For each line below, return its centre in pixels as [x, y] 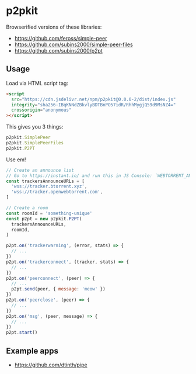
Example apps [32, 351]
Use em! [16, 160]
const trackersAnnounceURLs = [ [45, 181]
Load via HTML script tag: [37, 83]
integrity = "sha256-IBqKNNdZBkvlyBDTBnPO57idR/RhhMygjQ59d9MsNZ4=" [94, 105]
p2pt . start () [22, 333]
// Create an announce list [40, 170]
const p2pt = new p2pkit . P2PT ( [44, 219]
